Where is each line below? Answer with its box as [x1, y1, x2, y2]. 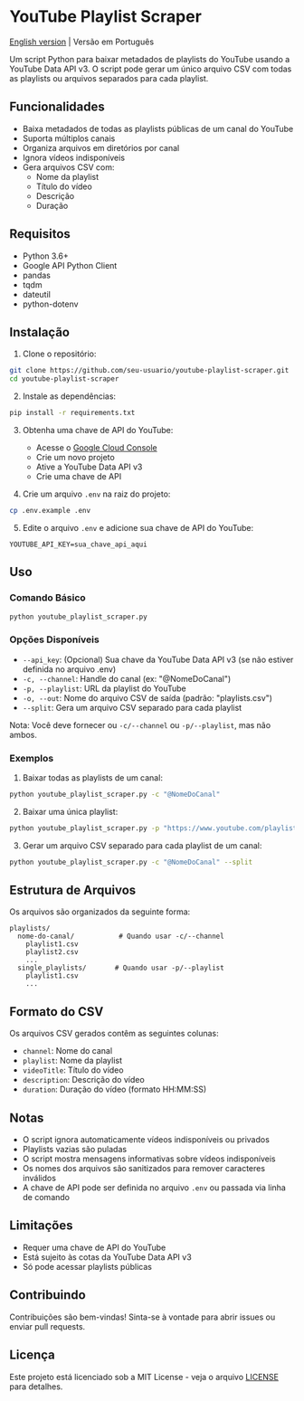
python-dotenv [22, 298, 79, 309]
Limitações [9, 1218, 73, 1234]
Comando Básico [9, 592, 86, 604]
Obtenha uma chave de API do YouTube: [22, 425, 174, 435]
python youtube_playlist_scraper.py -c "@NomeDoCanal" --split [9, 857, 253, 866]
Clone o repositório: [22, 348, 97, 359]
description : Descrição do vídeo [22, 1074, 145, 1085]
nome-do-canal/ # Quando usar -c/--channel [17, 932, 224, 942]
